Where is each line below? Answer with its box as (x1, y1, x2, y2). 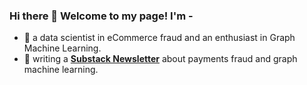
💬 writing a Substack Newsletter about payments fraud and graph (23, 53, 298, 65)
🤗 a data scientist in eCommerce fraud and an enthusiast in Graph (23, 32, 296, 44)
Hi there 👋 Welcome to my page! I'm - (9, 9, 194, 23)
